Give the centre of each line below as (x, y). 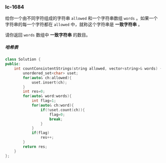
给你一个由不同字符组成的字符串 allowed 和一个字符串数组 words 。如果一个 (82, 18)
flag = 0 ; (57, 115)
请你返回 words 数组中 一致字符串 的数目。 (48, 35)
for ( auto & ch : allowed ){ (47, 78)
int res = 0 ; (34, 92)
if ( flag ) (41, 133)
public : (13, 64)
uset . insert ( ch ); (49, 82)
